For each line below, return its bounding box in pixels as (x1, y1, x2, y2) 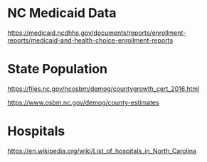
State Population (7, 61, 108, 77)
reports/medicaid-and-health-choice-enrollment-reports (7, 36, 174, 44)
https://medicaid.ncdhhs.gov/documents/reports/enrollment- (7, 28, 186, 37)
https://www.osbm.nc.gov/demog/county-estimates (7, 98, 159, 107)
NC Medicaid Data (7, 5, 117, 21)
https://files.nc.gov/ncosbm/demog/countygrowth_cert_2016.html (7, 84, 200, 93)
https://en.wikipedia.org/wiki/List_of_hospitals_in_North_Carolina (7, 146, 197, 155)
